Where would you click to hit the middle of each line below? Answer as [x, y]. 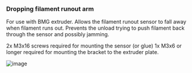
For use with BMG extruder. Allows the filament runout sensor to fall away [96, 22]
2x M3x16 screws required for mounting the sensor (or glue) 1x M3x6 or [94, 46]
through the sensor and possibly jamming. [58, 34]
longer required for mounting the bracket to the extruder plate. [83, 52]
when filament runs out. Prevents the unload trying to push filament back [95, 28]
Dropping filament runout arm [50, 9]
